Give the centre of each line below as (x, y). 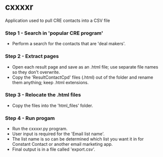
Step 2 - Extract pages (32, 56)
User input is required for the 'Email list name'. (58, 134)
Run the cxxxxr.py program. (40, 129)
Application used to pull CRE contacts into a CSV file (58, 20)
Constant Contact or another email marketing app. (62, 144)
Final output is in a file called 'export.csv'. (54, 149)
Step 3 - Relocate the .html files (43, 95)
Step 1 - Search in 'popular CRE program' (54, 33)
